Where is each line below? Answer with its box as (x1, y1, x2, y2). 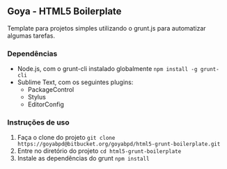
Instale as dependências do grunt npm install (17, 154, 150, 163)
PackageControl (27, 86, 75, 94)
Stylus (27, 93, 47, 102)
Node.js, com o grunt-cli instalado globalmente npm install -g (17, 65, 198, 73)
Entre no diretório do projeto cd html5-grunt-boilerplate (17, 147, 182, 155)
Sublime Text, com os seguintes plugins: (17, 78, 134, 86)
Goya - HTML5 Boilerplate (7, 6, 122, 17)
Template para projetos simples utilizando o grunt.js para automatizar (7, 24, 207, 32)
